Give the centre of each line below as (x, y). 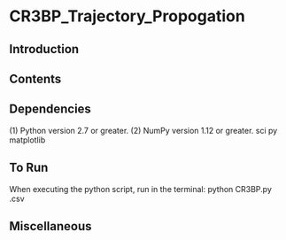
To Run (29, 168)
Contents (35, 78)
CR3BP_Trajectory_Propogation (127, 16)
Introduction (44, 49)
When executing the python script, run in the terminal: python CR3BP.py (141, 189)
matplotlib (27, 140)
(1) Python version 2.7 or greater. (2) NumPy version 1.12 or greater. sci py (143, 130)
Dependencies (50, 109)
